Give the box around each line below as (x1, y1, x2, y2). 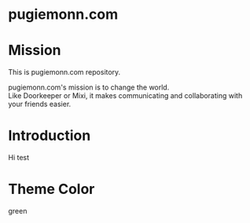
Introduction (8, 127, 91, 144)
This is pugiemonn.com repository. (8, 68, 121, 77)
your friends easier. (8, 100, 72, 109)
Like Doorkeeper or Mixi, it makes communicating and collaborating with (8, 91, 243, 101)
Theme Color (8, 181, 95, 198)
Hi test (8, 153, 30, 163)
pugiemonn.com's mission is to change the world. (8, 82, 170, 92)
